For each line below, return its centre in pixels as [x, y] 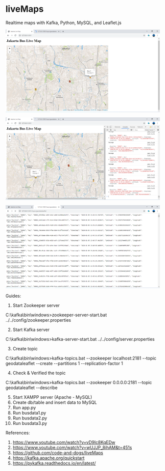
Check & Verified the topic [39, 373]
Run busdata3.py [30, 423]
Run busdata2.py [30, 418]
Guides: [13, 296]
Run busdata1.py [29, 413]
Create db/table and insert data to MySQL [55, 402]
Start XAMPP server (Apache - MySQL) [52, 397]
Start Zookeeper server [36, 305]
